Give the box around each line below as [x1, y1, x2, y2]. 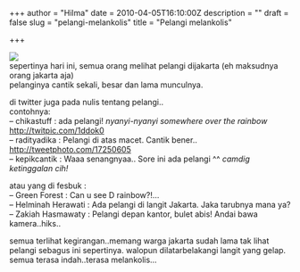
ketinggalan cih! [9, 163, 69, 173]
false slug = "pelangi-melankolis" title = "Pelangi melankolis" [9, 17, 232, 28]
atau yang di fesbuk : [9, 180, 87, 191]
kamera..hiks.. [9, 218, 61, 228]
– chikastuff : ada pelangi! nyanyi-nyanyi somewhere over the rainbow [9, 116, 268, 126]
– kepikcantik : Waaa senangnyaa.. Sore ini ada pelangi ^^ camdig [9, 153, 250, 164]
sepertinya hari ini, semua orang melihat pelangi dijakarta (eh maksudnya [9, 61, 279, 70]
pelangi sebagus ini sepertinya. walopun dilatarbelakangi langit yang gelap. [9, 245, 287, 255]
